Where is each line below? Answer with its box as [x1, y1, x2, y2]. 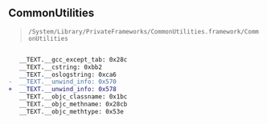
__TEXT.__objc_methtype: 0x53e [18, 107, 125, 115]
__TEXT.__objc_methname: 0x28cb [18, 100, 128, 109]
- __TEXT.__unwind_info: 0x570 [8, 78, 117, 86]
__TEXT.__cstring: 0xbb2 [18, 63, 103, 71]
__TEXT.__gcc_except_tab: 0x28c [18, 55, 128, 63]
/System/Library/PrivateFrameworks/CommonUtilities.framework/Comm [27, 27, 259, 35]
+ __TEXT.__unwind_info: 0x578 [8, 86, 117, 94]
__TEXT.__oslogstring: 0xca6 [18, 70, 117, 78]
